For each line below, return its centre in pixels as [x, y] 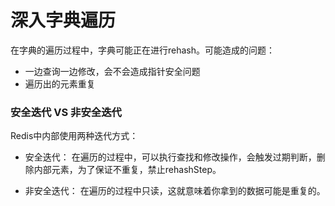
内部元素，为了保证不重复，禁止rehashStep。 [127, 170]
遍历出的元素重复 [60, 83]
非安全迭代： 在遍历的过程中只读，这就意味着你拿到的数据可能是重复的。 [175, 191]
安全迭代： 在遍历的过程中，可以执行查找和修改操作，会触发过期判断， [170, 157]
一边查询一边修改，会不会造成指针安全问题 [112, 71]
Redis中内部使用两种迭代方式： [74, 136]
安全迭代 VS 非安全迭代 [66, 112]
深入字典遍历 [63, 20]
